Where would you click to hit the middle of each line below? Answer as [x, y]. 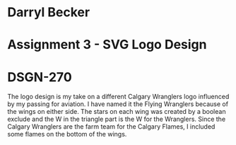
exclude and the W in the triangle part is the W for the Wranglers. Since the [117, 119]
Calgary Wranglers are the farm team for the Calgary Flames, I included [111, 127]
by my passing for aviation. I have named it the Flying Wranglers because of [118, 104]
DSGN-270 [40, 77]
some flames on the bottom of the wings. [67, 134]
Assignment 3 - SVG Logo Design [107, 45]
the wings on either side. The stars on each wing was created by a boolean [117, 112]
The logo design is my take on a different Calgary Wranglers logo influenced [118, 97]
